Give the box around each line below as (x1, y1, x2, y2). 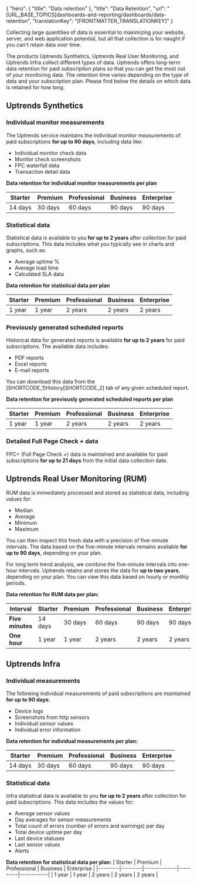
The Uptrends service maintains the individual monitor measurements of (6, 131, 181, 139)
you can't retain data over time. (6, 41, 81, 48)
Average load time (14, 264, 59, 271)
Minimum (14, 519, 38, 527)
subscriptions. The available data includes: (6, 343, 110, 350)
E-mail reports (14, 367, 49, 374)
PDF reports (14, 355, 44, 362)
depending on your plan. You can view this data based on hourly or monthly (6, 573, 189, 581)
